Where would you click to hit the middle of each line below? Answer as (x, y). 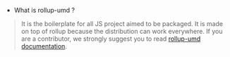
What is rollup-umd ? (44, 10)
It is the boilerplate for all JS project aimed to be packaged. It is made (122, 24)
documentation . (44, 46)
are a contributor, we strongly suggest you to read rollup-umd (111, 39)
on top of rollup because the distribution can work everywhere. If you (122, 31)
